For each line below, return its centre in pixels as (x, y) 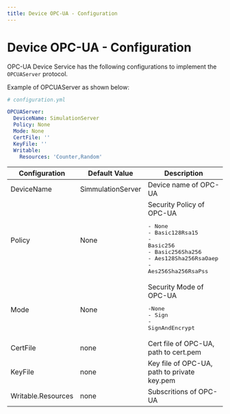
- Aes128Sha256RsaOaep (183, 258)
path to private (171, 372)
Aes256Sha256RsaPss (178, 272)
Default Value (111, 174)
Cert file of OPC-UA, (181, 344)
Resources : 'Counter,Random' (61, 157)
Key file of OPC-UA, (180, 363)
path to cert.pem (175, 352)
